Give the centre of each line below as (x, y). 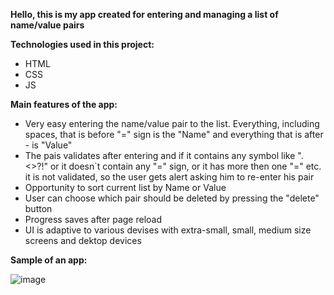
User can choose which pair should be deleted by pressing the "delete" (172, 198)
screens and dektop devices (83, 240)
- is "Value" (48, 145)
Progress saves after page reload (93, 219)
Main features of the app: (64, 104)
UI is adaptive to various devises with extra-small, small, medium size (168, 230)
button (38, 208)
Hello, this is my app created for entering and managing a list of (144, 14)
